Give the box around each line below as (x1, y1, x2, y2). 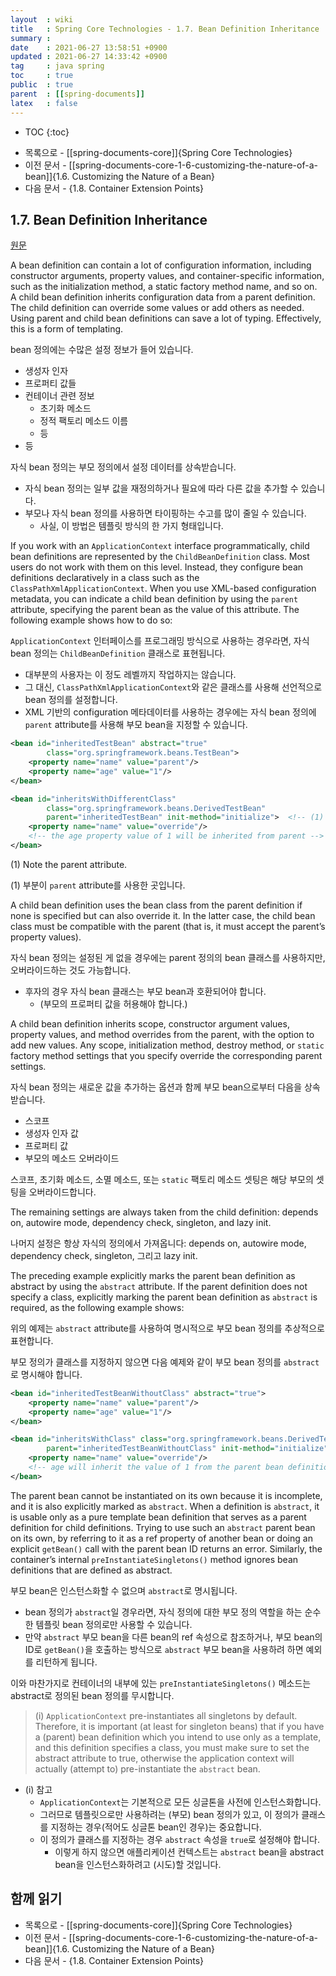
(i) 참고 (24, 1783, 53, 1795)
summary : (10, 33, 52, 43)
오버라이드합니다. (28, 1186, 97, 1198)
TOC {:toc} (24, 126, 70, 138)
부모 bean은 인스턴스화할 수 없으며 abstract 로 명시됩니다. (10, 1584, 238, 1596)
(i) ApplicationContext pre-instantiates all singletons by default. (34, 1709, 298, 1721)
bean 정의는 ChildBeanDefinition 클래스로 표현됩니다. (10, 647, 226, 660)
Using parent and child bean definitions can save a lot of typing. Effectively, (10, 312, 322, 325)
